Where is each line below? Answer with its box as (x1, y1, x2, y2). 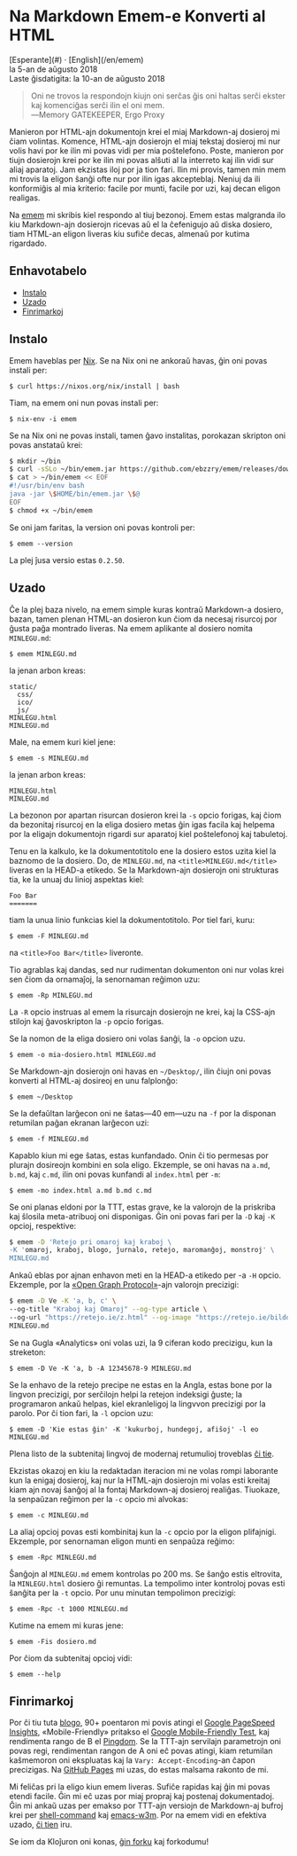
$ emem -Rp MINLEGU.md (9, 991, 93, 999)
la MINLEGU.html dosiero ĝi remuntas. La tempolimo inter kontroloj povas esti (9, 1578, 286, 1588)
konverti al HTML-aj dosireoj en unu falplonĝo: (9, 1075, 179, 1085)
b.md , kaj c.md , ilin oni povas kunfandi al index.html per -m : (9, 1169, 221, 1179)
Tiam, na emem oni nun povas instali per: (9, 397, 159, 408)
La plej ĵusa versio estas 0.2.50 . (9, 554, 126, 565)
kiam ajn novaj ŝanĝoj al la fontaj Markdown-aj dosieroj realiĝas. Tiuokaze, (9, 1484, 280, 1495)
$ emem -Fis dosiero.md (9, 1637, 97, 1646)
